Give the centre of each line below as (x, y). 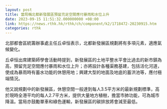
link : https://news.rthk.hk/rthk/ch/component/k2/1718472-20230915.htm (81, 24)
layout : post (19, 10)
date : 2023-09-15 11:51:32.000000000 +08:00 (52, 19)
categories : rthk (23, 28)
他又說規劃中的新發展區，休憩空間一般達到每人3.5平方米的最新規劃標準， (80, 89)
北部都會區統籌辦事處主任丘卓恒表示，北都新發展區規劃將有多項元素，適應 (81, 43)
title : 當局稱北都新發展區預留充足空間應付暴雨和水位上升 (57, 14)
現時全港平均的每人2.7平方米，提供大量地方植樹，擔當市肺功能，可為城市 (84, 96)
